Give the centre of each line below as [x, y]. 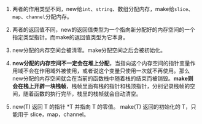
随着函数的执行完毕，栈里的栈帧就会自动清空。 [82, 94]
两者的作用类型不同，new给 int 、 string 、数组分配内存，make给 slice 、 [103, 9]
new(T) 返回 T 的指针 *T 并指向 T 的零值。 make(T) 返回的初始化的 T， [102, 107]
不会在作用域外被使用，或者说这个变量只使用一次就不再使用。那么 [107, 71]
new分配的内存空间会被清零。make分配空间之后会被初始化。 [89, 50]
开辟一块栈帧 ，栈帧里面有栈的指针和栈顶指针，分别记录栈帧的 [112, 86]
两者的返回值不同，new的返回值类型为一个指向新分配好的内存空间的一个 [103, 30]
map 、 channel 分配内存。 [42, 16]
